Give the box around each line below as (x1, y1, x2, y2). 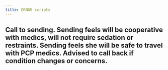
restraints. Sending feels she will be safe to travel (5, 41, 163, 50)
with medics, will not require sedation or (5, 33, 134, 42)
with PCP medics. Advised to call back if (5, 49, 134, 58)
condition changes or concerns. (5, 57, 108, 65)
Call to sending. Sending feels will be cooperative (5, 26, 163, 34)
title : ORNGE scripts (5, 7, 51, 12)
